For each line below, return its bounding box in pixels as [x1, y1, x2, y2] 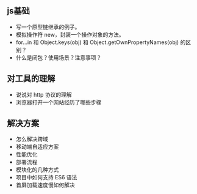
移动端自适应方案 [15, 143, 59, 151]
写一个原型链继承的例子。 [15, 23, 81, 31]
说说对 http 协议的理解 [15, 91, 72, 98]
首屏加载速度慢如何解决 [15, 181, 75, 188]
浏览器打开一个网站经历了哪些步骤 [15, 99, 102, 106]
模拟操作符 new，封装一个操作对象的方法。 [15, 31, 124, 38]
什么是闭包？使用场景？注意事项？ [15, 54, 102, 61]
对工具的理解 [7, 73, 56, 84]
